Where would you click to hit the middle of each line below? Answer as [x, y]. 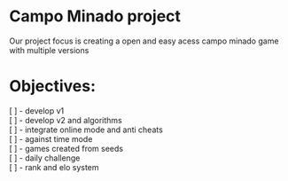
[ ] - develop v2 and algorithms [66, 120]
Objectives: [52, 87]
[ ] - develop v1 [37, 110]
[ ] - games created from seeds [66, 148]
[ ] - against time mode [51, 138]
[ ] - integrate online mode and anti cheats [86, 130]
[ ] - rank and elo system [54, 167]
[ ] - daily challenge [45, 158]
